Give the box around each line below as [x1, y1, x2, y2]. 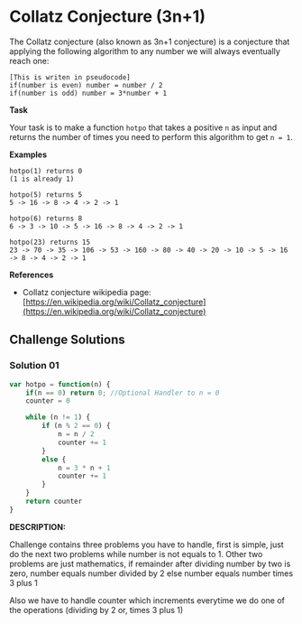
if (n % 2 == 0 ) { [41, 422, 111, 431]
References [9, 269, 54, 280]
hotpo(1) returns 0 [9, 166, 83, 175]
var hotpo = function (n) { [9, 379, 111, 389]
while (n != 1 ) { [25, 413, 91, 422]
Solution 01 [9, 359, 59, 372]
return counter [25, 497, 83, 506]
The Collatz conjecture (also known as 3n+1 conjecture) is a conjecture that [9, 36, 290, 47]
